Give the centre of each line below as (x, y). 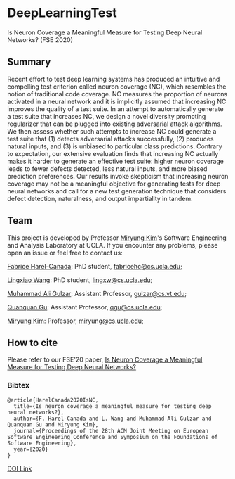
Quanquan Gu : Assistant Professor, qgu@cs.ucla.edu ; (85, 307)
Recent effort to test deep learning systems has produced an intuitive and (114, 79)
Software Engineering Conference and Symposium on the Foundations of (113, 437)
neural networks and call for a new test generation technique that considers (117, 191)
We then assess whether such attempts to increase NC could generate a (112, 131)
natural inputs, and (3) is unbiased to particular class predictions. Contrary (115, 146)
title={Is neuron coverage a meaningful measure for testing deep (113, 406)
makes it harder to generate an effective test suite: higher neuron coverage (116, 161)
